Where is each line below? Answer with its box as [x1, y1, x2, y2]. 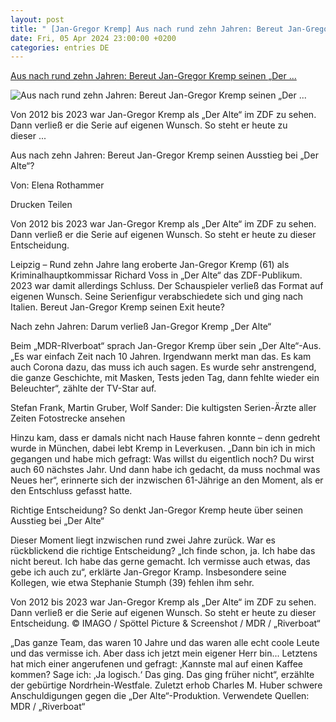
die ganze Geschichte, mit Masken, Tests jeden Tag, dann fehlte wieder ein [10, 372, 320, 384]
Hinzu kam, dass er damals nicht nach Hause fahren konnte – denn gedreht [10, 432, 321, 444]
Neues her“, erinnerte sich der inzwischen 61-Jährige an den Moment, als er [10, 474, 324, 486]
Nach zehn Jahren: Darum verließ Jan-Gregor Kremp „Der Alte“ [10, 321, 272, 333]
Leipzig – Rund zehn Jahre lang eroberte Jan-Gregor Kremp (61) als [10, 259, 290, 271]
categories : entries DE [10, 42, 110, 53]
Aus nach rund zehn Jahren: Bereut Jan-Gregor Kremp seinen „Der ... [10, 70, 297, 82]
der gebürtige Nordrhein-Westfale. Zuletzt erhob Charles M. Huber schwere [10, 679, 323, 691]
